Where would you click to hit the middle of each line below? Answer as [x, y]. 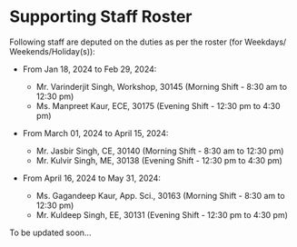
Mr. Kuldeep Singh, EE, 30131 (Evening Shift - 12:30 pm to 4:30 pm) [162, 214]
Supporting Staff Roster [101, 17]
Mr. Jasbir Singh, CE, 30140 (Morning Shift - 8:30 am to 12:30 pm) [160, 151]
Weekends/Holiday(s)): [52, 51]
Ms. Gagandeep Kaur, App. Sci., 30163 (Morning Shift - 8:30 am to [160, 195]
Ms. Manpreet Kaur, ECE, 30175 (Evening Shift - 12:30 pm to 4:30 [158, 105]
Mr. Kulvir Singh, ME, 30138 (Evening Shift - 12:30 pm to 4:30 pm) [159, 160]
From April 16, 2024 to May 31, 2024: [92, 178]
